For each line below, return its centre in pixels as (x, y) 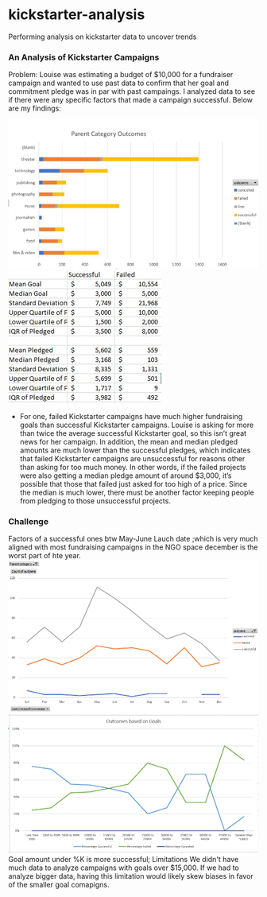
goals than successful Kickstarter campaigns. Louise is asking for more (137, 425)
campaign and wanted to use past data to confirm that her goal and (118, 83)
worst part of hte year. (44, 556)
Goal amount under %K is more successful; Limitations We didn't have (124, 860)
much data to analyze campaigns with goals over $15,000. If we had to (124, 868)
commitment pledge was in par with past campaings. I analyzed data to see (132, 91)
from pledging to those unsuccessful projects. (95, 501)
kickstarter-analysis (77, 15)
